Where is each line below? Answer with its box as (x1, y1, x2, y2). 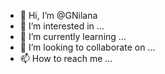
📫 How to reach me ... (19, 53, 113, 64)
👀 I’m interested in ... (19, 20, 105, 32)
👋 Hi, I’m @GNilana (19, 10, 98, 21)
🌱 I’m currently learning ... (19, 31, 127, 42)
